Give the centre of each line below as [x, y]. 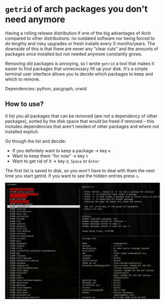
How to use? [25, 104]
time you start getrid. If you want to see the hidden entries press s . [72, 176]
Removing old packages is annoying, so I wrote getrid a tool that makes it [80, 63]
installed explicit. [22, 132]
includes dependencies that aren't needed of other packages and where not [82, 126]
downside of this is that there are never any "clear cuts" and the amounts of [82, 49]
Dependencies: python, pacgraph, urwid [46, 88]
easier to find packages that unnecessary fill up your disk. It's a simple [77, 69]
